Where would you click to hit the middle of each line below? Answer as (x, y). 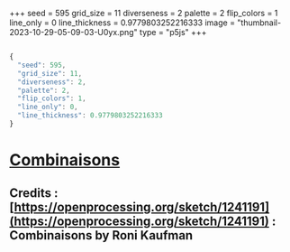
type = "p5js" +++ (173, 32)
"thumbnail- (259, 23)
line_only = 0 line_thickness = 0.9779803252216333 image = (122, 23)
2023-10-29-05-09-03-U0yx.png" (73, 32)
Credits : (34, 193)
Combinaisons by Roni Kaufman (101, 235)
